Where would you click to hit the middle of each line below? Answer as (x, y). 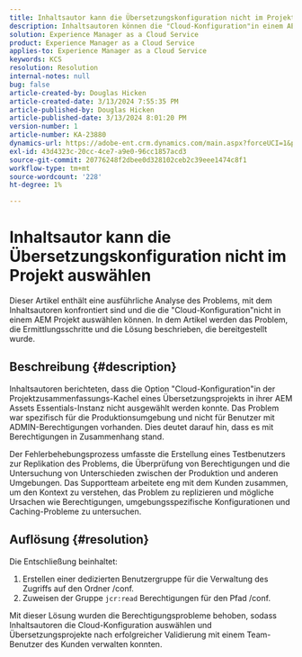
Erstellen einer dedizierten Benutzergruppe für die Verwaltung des (145, 579)
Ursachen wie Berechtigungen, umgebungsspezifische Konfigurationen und (150, 501)
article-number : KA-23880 (58, 135)
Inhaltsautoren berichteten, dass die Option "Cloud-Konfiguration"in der (142, 389)
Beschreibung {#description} (93, 367)
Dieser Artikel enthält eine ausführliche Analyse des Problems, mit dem (141, 301)
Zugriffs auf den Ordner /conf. (78, 588)
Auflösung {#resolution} (80, 540)
